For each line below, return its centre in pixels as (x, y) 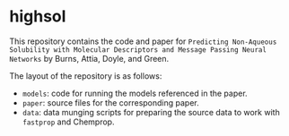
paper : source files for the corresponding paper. (110, 102)
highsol (38, 17)
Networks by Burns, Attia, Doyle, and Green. (89, 58)
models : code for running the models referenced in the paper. (135, 93)
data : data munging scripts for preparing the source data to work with (151, 112)
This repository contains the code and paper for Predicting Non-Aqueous (143, 41)
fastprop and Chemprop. (68, 122)
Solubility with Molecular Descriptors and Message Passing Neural (138, 50)
